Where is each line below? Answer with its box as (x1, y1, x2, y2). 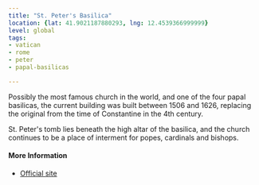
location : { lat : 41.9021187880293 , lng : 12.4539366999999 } (8, 19, 209, 27)
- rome (8, 48, 30, 56)
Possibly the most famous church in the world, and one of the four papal (8, 92, 246, 102)
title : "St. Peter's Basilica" (8, 11, 112, 20)
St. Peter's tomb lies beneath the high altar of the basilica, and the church (8, 124, 250, 133)
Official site (19, 168, 57, 178)
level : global (8, 26, 56, 34)
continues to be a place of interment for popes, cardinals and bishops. (8, 133, 239, 142)
